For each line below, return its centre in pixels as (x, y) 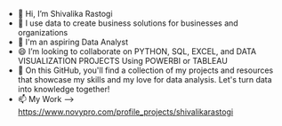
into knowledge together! (64, 89)
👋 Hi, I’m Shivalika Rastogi (65, 14)
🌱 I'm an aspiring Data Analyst (73, 42)
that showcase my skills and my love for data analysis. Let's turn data (145, 79)
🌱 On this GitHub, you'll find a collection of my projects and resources (145, 70)
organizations (43, 32)
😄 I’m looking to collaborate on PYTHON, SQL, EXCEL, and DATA (137, 51)
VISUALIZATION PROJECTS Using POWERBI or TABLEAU (123, 61)
